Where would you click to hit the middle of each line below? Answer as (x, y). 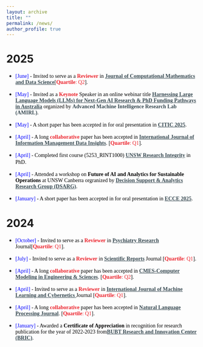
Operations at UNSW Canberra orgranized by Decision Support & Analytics (99, 181)
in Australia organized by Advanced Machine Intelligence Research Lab (96, 107)
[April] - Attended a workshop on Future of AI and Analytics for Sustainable (99, 174)
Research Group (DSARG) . (46, 187)
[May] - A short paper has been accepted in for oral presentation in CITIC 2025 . (101, 125)
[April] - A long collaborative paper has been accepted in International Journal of (105, 137)
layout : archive (27, 12)
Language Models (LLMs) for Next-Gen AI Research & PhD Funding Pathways (105, 101)
